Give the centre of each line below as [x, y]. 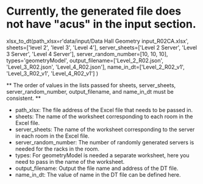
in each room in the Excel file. [52, 136]
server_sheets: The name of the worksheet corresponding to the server [105, 129]
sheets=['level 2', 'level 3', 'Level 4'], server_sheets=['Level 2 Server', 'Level [101, 48]
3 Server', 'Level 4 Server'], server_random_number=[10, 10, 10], [87, 54]
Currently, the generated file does [94, 11]
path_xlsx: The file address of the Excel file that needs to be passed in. [104, 110]
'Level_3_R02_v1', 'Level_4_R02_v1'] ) [52, 73]
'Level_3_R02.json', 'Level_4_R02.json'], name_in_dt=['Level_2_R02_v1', [95, 67]
